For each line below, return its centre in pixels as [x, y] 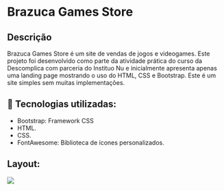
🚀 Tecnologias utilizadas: [62, 104]
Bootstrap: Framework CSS [55, 120]
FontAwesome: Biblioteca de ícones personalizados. [90, 142]
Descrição [29, 37]
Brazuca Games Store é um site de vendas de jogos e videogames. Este [109, 53]
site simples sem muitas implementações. [66, 82]
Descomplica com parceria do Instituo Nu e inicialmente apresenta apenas [112, 68]
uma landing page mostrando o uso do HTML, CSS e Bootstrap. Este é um [112, 75]
